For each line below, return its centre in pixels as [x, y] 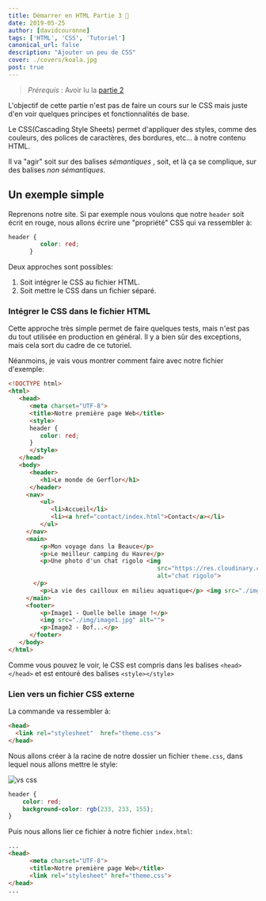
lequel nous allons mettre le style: [63, 764]
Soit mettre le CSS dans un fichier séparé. [88, 291]
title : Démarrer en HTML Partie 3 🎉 [68, 15]
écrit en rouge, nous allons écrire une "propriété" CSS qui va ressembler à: [130, 222]
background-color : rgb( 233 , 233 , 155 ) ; [88, 809]
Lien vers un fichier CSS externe [72, 694]
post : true [26, 68]
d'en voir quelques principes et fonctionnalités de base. [99, 114]
